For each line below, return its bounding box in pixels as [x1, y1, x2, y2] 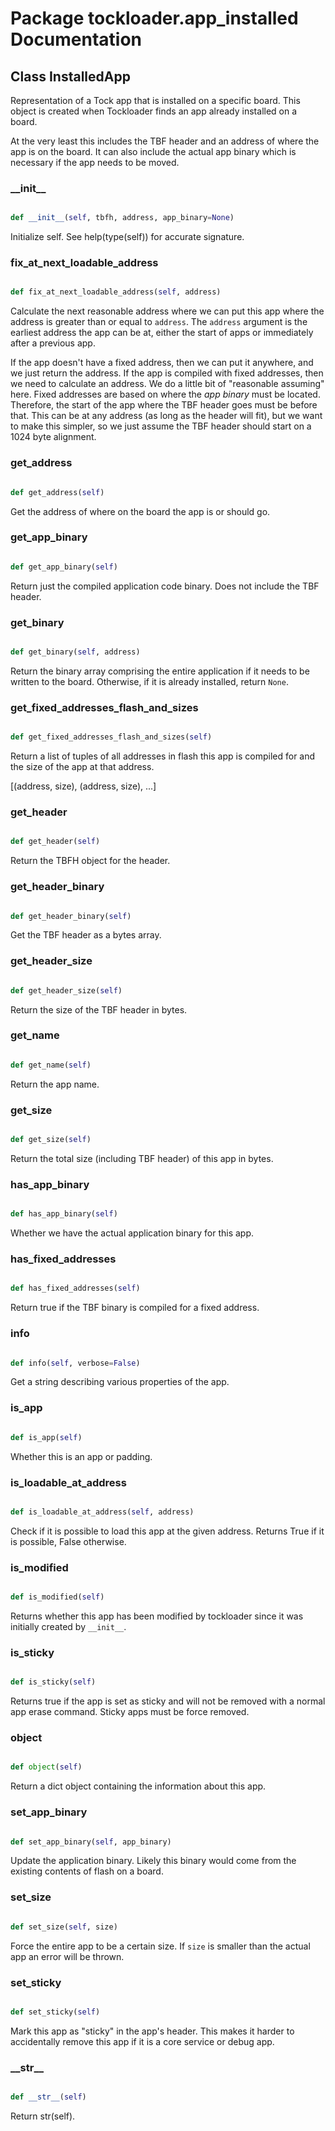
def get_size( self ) [10, 1135, 92, 1145]
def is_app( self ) [10, 1432, 83, 1442]
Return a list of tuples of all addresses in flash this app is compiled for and [10, 750, 316, 762]
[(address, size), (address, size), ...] [10, 780, 157, 792]
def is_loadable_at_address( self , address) [10, 1507, 195, 1517]
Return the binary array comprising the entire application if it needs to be [10, 665, 310, 677]
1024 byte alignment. [10, 431, 97, 443]
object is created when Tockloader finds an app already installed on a [10, 105, 298, 117]
